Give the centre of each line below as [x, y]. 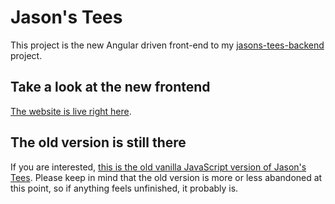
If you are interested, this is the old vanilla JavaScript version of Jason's [158, 167]
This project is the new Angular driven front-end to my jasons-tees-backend [167, 45]
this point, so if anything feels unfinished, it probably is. [124, 188]
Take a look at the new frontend [110, 87]
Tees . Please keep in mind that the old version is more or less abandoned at [166, 177]
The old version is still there [98, 142]
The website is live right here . [71, 111]
